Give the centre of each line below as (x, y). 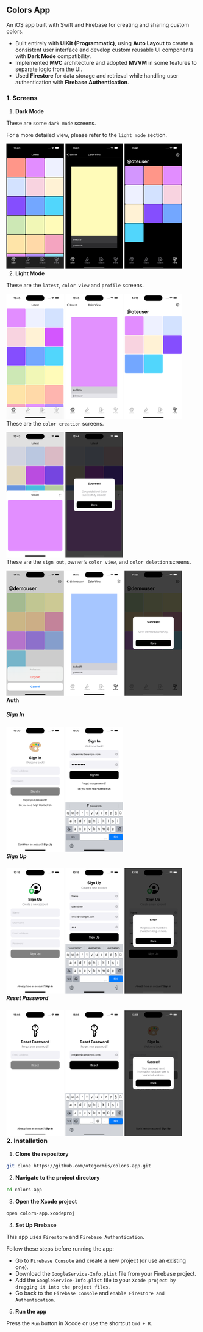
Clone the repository (42, 1154)
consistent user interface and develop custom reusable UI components (104, 50)
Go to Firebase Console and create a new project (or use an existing (101, 1260)
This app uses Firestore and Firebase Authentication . (75, 1237)
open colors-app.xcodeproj (41, 1213)
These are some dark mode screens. (51, 123)
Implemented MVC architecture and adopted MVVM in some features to (106, 62)
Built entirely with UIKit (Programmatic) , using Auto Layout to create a (104, 43)
